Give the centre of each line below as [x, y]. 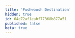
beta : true [16, 28]
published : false [23, 23]
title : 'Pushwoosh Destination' [38, 10]
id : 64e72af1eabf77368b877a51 [36, 19]
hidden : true [18, 14]
